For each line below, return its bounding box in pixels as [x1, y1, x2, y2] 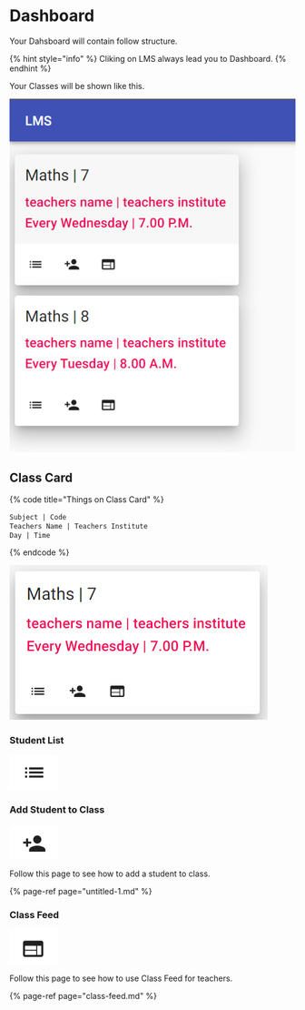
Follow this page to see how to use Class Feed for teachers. [9, 973, 233, 984]
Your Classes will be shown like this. [9, 80, 145, 91]
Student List [9, 733, 64, 746]
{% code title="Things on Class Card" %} [9, 494, 165, 505]
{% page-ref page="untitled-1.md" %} [9, 885, 152, 896]
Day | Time [9, 531, 51, 540]
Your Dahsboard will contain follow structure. [9, 35, 178, 46]
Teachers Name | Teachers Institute [9, 522, 148, 531]
